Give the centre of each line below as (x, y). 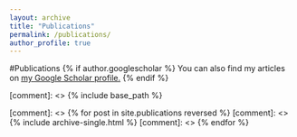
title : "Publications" (52, 26)
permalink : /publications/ (60, 34)
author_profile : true (50, 43)
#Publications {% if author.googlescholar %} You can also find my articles (147, 68)
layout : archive (40, 18)
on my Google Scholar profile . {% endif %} (89, 78)
